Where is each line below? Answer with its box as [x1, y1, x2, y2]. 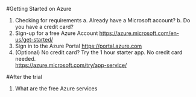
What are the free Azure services [14, 85, 98, 92]
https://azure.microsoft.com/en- [99, 30, 180, 37]
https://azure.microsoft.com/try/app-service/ [14, 61, 127, 69]
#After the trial [6, 74, 42, 80]
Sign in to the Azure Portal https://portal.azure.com [14, 42, 142, 49]
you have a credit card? [14, 23, 74, 30]
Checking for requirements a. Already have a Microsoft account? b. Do [14, 17, 191, 23]
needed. [14, 55, 36, 62]
